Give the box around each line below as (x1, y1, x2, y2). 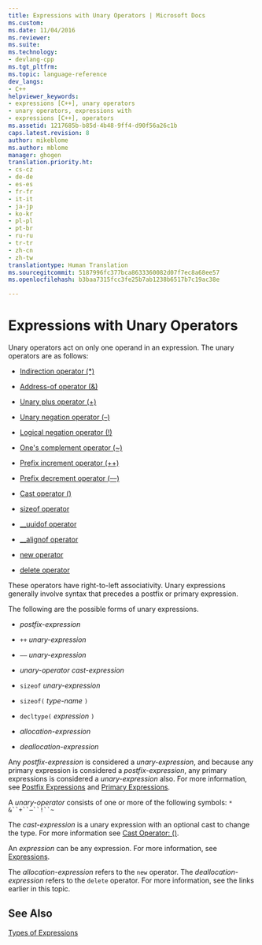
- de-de (8, 173, 34, 182)
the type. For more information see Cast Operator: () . (8, 828, 179, 838)
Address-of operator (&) (19, 382, 98, 392)
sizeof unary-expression (19, 681, 101, 691)
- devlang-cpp (8, 56, 55, 64)
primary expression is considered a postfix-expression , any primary (8, 766, 227, 775)
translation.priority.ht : (8, 159, 93, 167)
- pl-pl (8, 217, 34, 225)
